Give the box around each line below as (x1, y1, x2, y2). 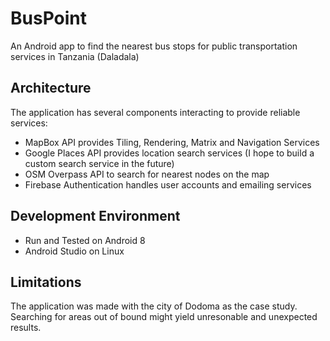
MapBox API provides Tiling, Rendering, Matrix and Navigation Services (24, 136, 320, 148)
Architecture (10, 80, 92, 97)
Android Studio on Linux (24, 245, 125, 257)
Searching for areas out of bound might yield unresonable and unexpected (10, 311, 318, 323)
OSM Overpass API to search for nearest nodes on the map (24, 168, 270, 180)
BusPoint (10, 7, 87, 30)
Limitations (10, 273, 82, 291)
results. (10, 322, 42, 334)
